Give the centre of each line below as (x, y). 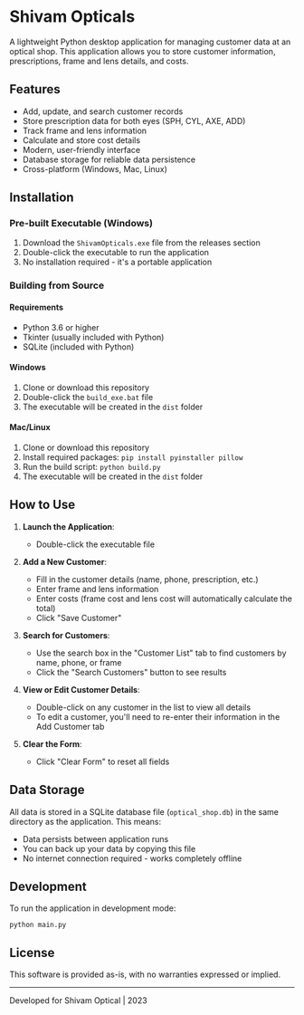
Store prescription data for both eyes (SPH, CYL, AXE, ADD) (134, 120)
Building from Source (57, 285)
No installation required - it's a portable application (117, 262)
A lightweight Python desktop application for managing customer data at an (150, 42)
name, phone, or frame (79, 662)
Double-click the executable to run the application (116, 253)
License (32, 953)
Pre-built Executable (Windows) (81, 224)
